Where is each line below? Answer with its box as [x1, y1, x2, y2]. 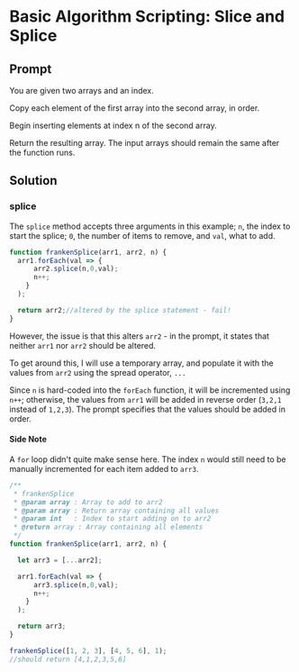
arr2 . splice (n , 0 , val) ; [32, 264, 119, 274]
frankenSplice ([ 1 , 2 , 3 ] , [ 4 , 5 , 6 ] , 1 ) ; [9, 646, 168, 655]
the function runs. [9, 147, 76, 158]
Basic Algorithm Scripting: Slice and [9, 6, 285, 27]
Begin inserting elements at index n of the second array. [9, 120, 218, 131]
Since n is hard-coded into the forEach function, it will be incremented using [9, 385, 291, 395]
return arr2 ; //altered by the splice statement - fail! [17, 305, 231, 314]
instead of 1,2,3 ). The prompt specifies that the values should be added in [9, 404, 286, 414]
